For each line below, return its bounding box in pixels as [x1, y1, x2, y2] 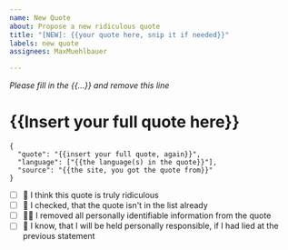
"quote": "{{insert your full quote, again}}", [17, 150, 202, 159]
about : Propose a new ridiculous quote [9, 22, 161, 31]
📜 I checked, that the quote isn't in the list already [22, 200, 209, 211]
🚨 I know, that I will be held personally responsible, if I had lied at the [22, 220, 279, 232]
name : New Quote [9, 13, 71, 23]
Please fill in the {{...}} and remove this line [9, 80, 170, 91]
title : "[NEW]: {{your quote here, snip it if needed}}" [9, 30, 230, 39]
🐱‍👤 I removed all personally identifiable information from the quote [22, 210, 272, 221]
